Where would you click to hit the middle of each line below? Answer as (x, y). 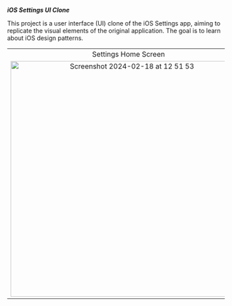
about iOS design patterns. (45, 38)
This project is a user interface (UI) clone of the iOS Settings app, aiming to (114, 23)
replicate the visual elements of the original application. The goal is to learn (114, 31)
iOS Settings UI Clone (39, 10)
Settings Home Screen (129, 54)
